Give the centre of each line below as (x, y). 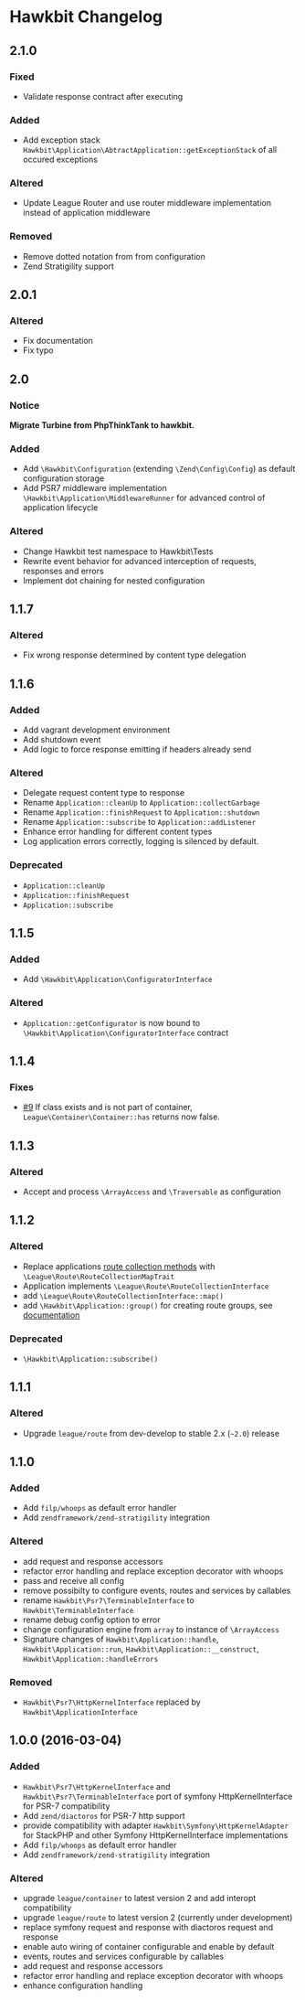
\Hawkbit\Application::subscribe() (90, 1360)
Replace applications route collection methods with (119, 1266)
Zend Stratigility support (68, 266)
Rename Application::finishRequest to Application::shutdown (141, 812)
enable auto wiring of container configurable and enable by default (148, 1947)
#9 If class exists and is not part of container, (108, 1107)
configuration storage (63, 478)
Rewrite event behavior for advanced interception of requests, (140, 561)
